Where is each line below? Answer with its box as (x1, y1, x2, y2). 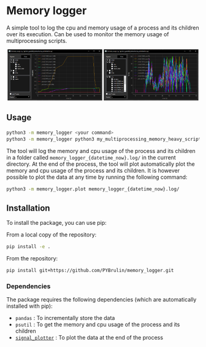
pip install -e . (6, 244, 51, 250)
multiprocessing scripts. (6, 37, 67, 44)
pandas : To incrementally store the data (15, 314, 115, 322)
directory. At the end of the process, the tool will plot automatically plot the (6, 160, 195, 168)
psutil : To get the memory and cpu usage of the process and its (15, 321, 180, 329)
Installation (6, 203, 50, 213)
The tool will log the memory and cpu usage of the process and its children (6, 147, 196, 154)
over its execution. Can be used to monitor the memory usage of (6, 30, 170, 37)
